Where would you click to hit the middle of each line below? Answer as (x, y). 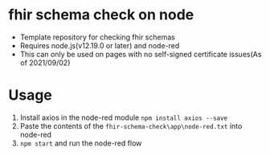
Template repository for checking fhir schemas (97, 37)
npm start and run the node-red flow (81, 143)
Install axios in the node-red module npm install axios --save (123, 117)
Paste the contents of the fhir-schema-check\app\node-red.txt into (131, 125)
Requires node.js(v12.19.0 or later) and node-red (100, 45)
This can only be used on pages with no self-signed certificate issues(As (141, 54)
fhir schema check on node (101, 15)
